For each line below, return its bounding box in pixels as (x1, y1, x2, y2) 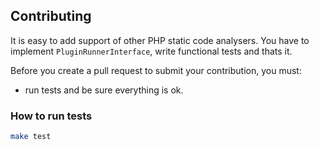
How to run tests (10, 109, 93, 123)
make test (10, 132, 52, 142)
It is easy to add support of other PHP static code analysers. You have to (10, 34, 310, 46)
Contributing (10, 8, 92, 25)
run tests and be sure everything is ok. (24, 84, 184, 96)
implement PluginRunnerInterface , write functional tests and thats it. (10, 45, 293, 57)
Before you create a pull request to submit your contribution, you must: (10, 64, 302, 76)
